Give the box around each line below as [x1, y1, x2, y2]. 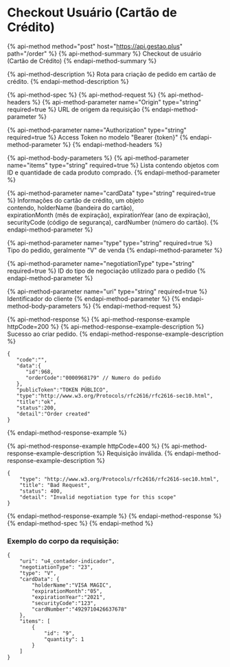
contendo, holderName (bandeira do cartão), [7, 203, 134, 212]
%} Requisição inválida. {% [96, 449, 174, 457]
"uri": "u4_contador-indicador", [19, 558, 115, 565]
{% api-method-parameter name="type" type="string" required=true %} [7, 238, 213, 247]
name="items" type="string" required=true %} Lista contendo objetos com [7, 161, 220, 169]
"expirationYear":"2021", [32, 594, 106, 601]
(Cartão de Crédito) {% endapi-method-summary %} [7, 56, 157, 65]
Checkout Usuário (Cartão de [7, 5, 177, 21]
